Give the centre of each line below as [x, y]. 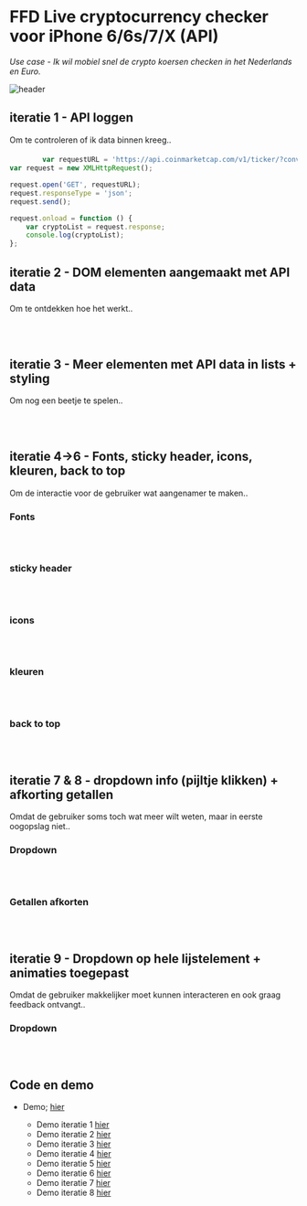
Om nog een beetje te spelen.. [66, 400]
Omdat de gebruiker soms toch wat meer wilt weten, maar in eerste [136, 816]
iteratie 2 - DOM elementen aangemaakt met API [150, 272]
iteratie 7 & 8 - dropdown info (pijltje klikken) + [144, 780]
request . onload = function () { [71, 218]
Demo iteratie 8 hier [74, 1193]
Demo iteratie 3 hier [74, 1144]
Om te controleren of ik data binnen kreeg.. [90, 140]
